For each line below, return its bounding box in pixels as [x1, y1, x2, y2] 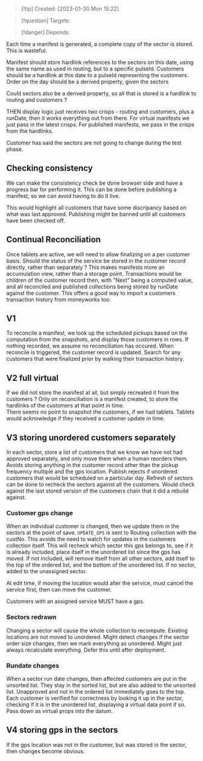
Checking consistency [6, 163, 93, 174]
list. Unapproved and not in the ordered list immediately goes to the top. [6, 688, 186, 695]
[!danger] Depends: [21, 29, 70, 36]
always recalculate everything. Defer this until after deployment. [6, 646, 166, 654]
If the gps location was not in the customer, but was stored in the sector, [6, 741, 187, 748]
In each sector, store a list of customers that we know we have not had [6, 449, 183, 456]
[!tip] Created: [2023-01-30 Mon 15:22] [21, 5, 119, 12]
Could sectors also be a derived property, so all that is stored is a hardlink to [6, 90, 197, 97]
